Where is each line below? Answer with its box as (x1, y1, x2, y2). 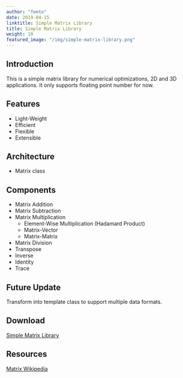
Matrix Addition (14, 201, 53, 208)
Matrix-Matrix (23, 233, 58, 240)
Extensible (14, 134, 41, 141)
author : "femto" (6, 8, 47, 15)
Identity (14, 258, 34, 265)
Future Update (6, 282, 61, 293)
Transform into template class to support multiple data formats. (6, 299, 163, 306)
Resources (6, 349, 47, 359)
